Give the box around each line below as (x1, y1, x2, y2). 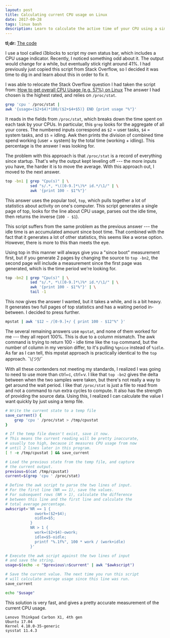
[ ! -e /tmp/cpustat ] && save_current (5, 450, 90, 455)
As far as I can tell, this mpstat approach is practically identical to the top (5, 349, 157, 356)
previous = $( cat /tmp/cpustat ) (5, 469, 69, 474)
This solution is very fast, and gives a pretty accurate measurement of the (5, 599, 159, 606)
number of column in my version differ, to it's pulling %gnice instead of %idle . (5, 344, 165, 350)
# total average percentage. (5, 502, 67, 507)
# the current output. (5, 464, 53, 469)
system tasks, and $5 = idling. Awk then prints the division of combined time (5, 132, 163, 138)
